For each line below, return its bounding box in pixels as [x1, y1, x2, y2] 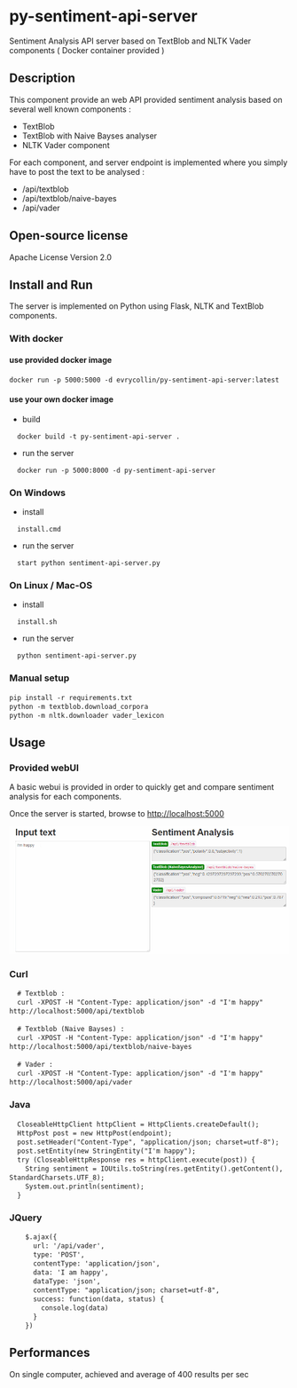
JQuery [9, 1211, 43, 1224]
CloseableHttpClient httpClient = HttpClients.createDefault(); [17, 1120, 260, 1129]
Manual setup [9, 672, 70, 684]
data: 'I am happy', [32, 1267, 109, 1277]
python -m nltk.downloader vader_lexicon [9, 711, 165, 720]
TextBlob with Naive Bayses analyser [21, 130, 158, 141]
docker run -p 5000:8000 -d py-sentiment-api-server [17, 466, 216, 475]
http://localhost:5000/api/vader [9, 1078, 133, 1087]
